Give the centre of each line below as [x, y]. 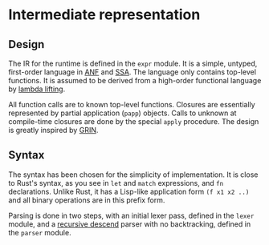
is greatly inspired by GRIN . [53, 130]
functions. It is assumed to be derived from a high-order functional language [135, 80]
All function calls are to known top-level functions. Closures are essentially [132, 104]
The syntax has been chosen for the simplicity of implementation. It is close [133, 175]
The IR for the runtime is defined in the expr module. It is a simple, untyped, [133, 63]
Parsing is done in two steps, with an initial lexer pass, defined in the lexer [131, 215]
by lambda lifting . [37, 89]
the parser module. [40, 232]
